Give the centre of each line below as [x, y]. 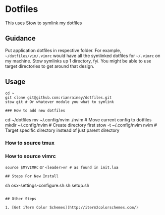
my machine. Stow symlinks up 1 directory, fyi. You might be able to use [78, 61]
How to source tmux [30, 143]
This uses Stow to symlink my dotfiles [44, 23]
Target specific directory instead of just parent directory [62, 130]
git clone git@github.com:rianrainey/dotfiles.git [58, 98]
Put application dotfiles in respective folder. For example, [63, 50]
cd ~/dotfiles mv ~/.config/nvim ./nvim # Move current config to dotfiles [79, 119]
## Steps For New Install [32, 176]
